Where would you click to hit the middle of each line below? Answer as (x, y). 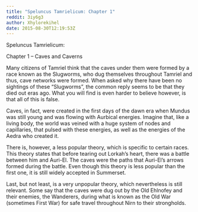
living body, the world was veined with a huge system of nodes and (88, 123)
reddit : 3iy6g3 (25, 17)
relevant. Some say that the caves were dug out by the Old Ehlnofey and (94, 191)
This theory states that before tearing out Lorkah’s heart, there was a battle (98, 154)
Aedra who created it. (33, 136)
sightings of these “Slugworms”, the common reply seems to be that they (95, 87)
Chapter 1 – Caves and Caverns (44, 56)
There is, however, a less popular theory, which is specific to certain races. (98, 147)
